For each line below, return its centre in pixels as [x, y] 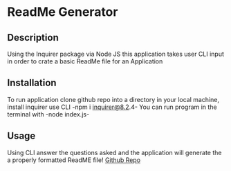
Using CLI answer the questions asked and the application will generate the [114, 152]
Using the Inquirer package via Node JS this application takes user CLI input [116, 54]
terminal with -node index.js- [48, 114]
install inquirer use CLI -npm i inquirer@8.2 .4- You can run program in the [112, 107]
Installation [32, 83]
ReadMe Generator [63, 12]
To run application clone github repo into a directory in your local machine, [113, 99]
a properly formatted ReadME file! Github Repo [74, 160]
